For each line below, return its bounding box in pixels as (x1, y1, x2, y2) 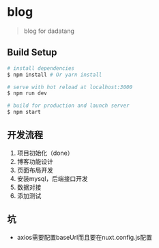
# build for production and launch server (7, 102, 130, 110)
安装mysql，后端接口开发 (16, 174, 89, 182)
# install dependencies (7, 64, 75, 72)
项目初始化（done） (16, 149, 74, 157)
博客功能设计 (16, 157, 53, 165)
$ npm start (7, 109, 41, 116)
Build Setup (7, 47, 57, 58)
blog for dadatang (23, 27, 75, 35)
